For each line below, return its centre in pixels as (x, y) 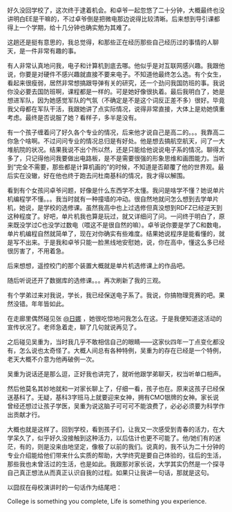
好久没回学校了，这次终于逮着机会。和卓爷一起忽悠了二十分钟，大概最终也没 (116, 10)
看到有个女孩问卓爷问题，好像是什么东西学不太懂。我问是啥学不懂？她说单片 (116, 190)
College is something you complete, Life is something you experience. (107, 501)
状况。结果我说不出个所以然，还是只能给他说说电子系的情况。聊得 (125, 150)
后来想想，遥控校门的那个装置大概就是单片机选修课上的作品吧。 (98, 266)
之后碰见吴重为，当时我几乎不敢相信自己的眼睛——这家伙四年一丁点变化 (110, 342)
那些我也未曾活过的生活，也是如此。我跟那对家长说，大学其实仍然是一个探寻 (116, 464)
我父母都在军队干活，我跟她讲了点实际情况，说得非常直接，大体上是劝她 (110, 109)
